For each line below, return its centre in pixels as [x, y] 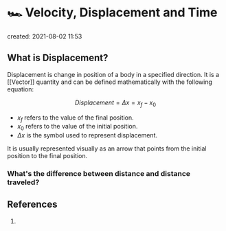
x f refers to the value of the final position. [75, 118]
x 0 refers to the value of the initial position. [77, 127]
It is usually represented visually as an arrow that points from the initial [107, 148]
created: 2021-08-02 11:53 [45, 36]
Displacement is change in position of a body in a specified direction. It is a [113, 74]
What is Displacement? [58, 58]
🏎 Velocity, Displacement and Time [112, 13]
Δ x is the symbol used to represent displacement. [87, 135]
